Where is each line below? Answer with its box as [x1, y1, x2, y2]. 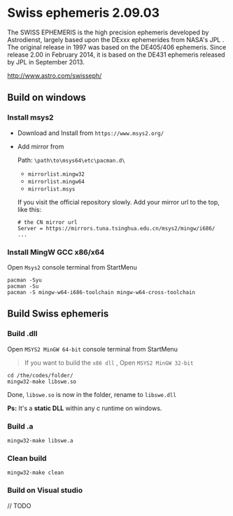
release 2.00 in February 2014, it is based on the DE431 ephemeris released [7, 50, 225, 59]
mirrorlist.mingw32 [27, 170, 85, 178]
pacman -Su [7, 282, 39, 290]
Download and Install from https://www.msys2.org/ [17, 128, 164, 137]
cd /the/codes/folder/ [7, 372, 73, 379]
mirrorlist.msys [27, 186, 76, 193]
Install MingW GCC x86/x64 [7, 247, 105, 257]
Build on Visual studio [7, 485, 83, 495]
